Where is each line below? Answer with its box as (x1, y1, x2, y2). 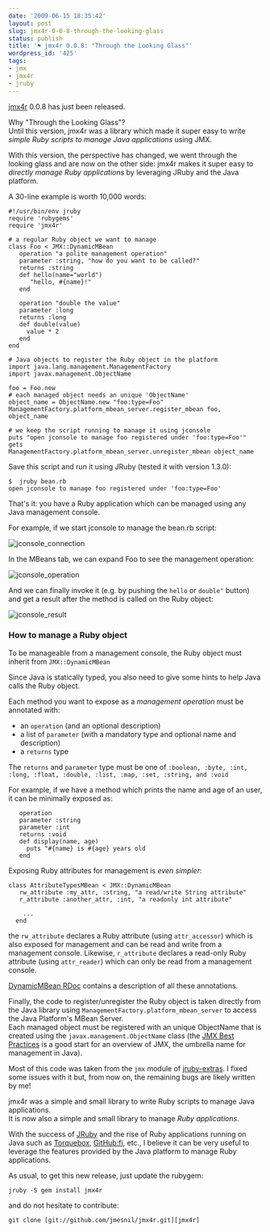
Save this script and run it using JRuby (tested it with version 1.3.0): (8, 461, 232, 471)
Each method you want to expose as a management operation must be (8, 696, 244, 706)
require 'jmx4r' (8, 221, 63, 229)
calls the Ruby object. (8, 680, 81, 691)
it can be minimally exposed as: (8, 793, 113, 803)
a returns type (19, 746, 69, 756)
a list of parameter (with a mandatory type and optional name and (19, 729, 236, 739)
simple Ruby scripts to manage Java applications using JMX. (8, 134, 212, 144)
